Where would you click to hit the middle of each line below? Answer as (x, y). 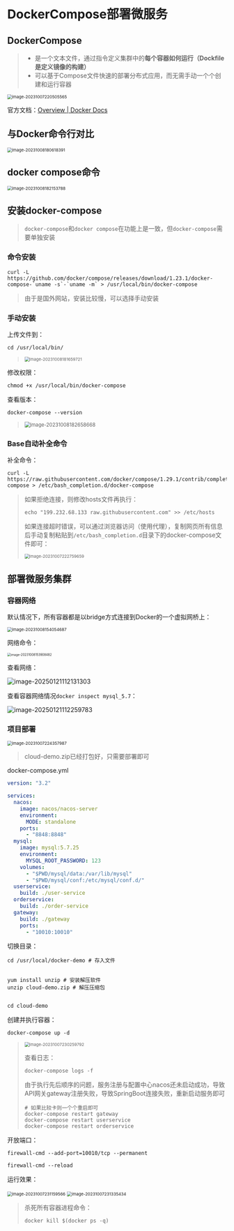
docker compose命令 (54, 173)
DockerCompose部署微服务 (88, 14)
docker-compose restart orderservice (79, 1126)
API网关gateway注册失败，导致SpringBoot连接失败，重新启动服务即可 (124, 1094)
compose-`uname (29, 284)
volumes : (32, 867)
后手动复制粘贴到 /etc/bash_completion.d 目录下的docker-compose (120, 535)
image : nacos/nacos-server (59, 809)
